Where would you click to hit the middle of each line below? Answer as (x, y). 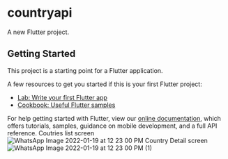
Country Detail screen (176, 140)
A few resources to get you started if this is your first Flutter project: (105, 84)
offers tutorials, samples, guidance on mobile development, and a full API (112, 126)
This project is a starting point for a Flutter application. (85, 70)
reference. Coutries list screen (51, 133)
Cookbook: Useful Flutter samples (66, 105)
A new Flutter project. (38, 32)
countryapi (40, 13)
